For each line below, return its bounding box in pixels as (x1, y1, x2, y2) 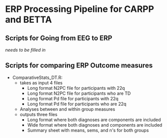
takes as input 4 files (19, 79, 63, 85)
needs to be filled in (5, 47, 46, 53)
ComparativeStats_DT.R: (12, 74, 63, 80)
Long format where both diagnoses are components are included (27, 117, 161, 123)
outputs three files (19, 111, 58, 117)
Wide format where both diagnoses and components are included (27, 122, 163, 128)
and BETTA (5, 14, 52, 25)
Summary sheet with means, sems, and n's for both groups (27, 127, 149, 133)
